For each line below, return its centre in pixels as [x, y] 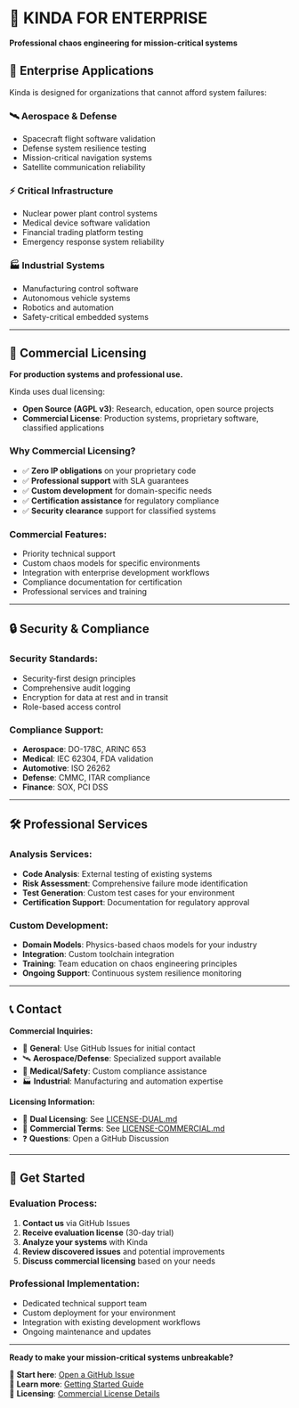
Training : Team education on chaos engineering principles [129, 964]
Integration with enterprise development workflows [116, 573]
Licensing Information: [52, 1101]
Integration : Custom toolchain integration [98, 954]
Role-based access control [72, 707]
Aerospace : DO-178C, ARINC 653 [84, 749]
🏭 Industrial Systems [57, 266]
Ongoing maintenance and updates [86, 1331]
